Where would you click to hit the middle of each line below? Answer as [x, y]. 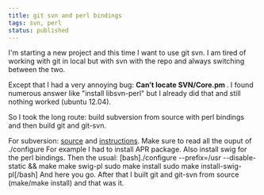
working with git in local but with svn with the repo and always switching [126, 61]
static [17, 166]
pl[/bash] [23, 174]
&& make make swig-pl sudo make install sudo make [113, 166]
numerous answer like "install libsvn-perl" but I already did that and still [125, 94]
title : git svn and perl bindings [65, 15]
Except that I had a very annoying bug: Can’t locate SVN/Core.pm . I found [131, 85]
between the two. [37, 70]
